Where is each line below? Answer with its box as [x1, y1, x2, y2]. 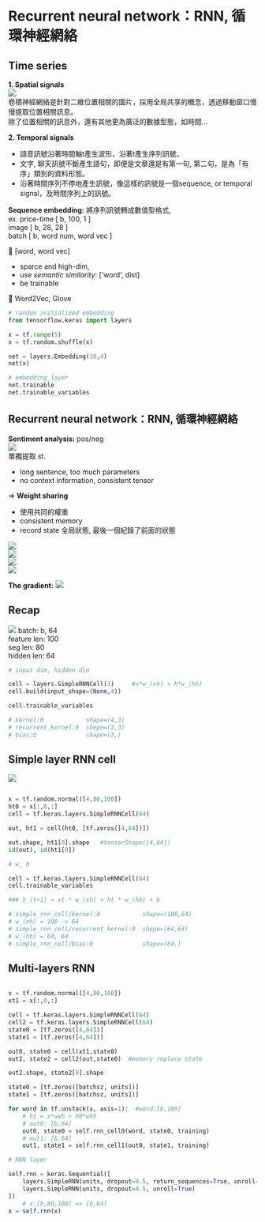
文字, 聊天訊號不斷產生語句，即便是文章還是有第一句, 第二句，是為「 [19, 159, 242, 168]
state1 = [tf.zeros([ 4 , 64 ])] [8, 1033, 104, 1041]
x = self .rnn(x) [8, 1207, 62, 1215]
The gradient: [8, 580, 54, 590]
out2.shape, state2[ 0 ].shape [8, 1069, 104, 1077]
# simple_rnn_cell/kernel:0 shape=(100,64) [8, 911, 192, 918]
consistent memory [19, 515, 83, 526]
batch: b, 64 [17, 625, 58, 635]
